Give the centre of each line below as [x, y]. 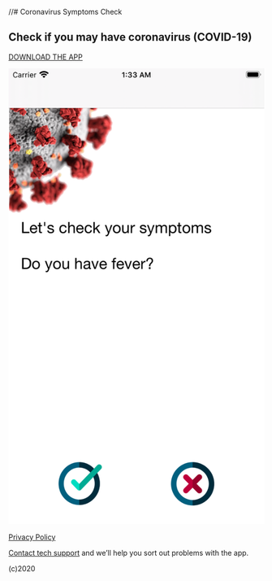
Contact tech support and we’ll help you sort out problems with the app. [129, 553]
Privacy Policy [32, 537]
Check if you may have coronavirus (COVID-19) [130, 37]
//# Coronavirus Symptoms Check [65, 12]
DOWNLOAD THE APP [45, 57]
